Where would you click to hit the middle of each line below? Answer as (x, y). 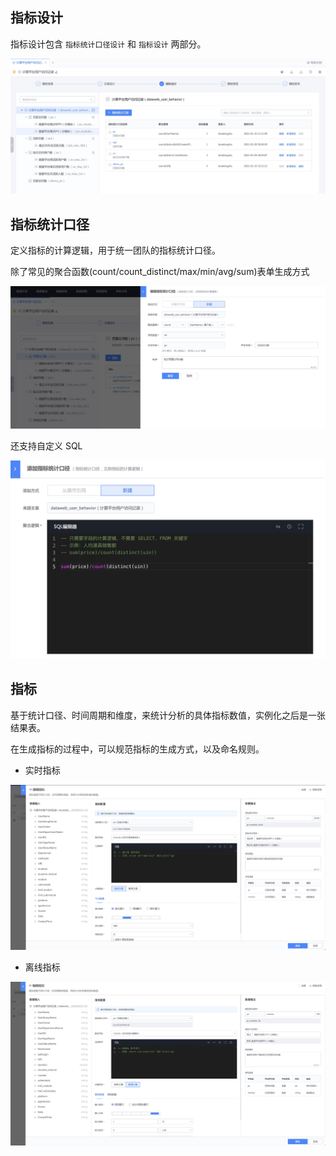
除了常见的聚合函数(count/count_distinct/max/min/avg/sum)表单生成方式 (160, 272)
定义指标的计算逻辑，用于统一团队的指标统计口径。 (115, 250)
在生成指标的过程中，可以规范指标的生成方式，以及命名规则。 (137, 749)
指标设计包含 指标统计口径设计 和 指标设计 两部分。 (108, 44)
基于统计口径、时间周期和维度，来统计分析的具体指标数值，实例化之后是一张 (168, 715)
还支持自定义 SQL (46, 446)
